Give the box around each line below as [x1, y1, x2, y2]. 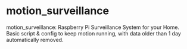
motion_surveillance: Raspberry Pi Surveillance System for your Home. [6, 24, 180, 31]
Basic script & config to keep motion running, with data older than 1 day [6, 30, 182, 37]
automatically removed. [6, 36, 64, 43]
